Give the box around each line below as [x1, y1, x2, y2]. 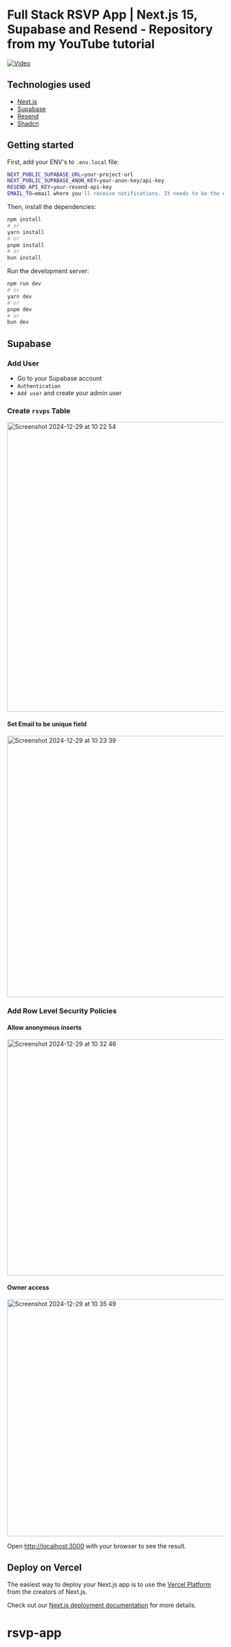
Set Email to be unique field [7, 719, 87, 728]
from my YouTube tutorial [7, 37, 155, 52]
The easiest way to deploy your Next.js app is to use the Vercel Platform [7, 1580, 212, 1588]
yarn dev [7, 293, 32, 300]
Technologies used [7, 79, 91, 91]
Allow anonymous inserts [7, 1024, 82, 1032]
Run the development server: [7, 267, 89, 275]
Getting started [7, 139, 74, 151]
